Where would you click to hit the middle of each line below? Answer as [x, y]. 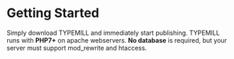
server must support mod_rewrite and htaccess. [77, 48]
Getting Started [53, 13]
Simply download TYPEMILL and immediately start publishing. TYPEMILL [113, 33]
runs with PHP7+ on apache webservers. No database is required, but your [117, 40]
